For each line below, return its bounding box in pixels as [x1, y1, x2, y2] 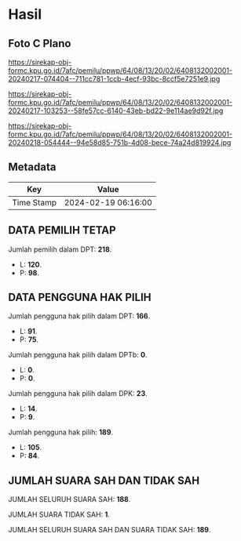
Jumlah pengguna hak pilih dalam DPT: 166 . [8, 311, 151, 321]
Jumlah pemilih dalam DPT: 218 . [8, 245, 112, 254]
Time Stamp [12, 197, 57, 208]
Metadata [8, 161, 57, 174]
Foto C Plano [8, 37, 71, 50]
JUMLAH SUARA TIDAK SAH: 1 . [8, 510, 110, 519]
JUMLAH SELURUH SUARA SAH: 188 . [8, 495, 131, 504]
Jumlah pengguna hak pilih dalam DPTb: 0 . [8, 350, 148, 360]
